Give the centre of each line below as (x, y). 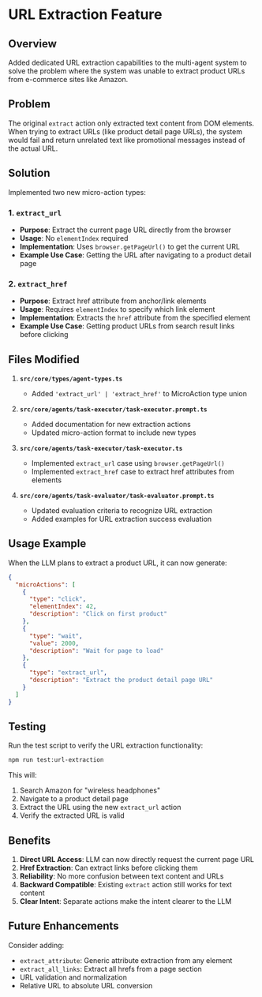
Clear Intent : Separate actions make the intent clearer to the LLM (125, 901)
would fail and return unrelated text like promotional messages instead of (127, 140)
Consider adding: (36, 945)
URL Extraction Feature (85, 15)
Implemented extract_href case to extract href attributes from (133, 472)
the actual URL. (33, 148)
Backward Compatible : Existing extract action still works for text (126, 885)
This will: (22, 775)
